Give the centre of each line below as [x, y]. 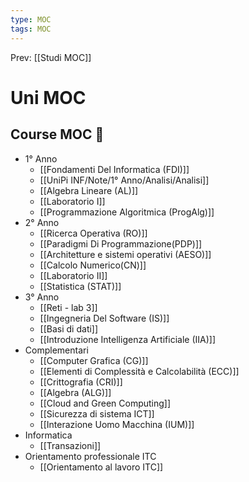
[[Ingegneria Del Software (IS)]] [104, 318]
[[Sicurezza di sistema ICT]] [97, 413]
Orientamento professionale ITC [90, 456]
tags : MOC [31, 29]
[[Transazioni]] [70, 445]
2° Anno [42, 222]
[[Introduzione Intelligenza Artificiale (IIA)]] [127, 339]
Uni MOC [48, 97]
